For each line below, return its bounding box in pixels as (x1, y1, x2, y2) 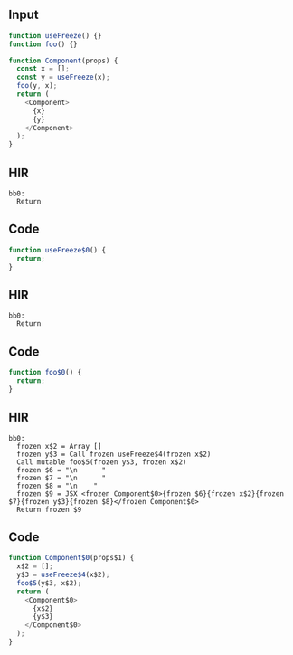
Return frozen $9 (16, 505, 82, 514)
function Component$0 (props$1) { (8, 554, 135, 563)
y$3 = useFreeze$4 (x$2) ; (16, 570, 110, 580)
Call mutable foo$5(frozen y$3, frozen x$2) (16, 457, 187, 467)
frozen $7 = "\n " (16, 473, 106, 482)
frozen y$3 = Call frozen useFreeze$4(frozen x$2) (16, 450, 212, 459)
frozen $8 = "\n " (16, 481, 99, 490)
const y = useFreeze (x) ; (16, 72, 110, 82)
